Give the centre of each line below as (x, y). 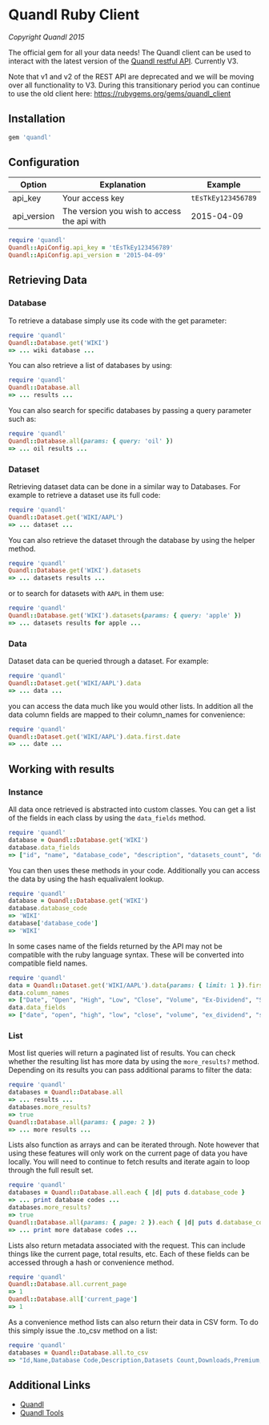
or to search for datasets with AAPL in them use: (86, 593)
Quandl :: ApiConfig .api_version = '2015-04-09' (87, 255)
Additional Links (50, 1385)
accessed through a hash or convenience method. (91, 1262)
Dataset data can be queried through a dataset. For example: (109, 661)
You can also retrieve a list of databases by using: (90, 366)
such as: (22, 419)
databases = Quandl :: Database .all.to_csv (78, 1353)
